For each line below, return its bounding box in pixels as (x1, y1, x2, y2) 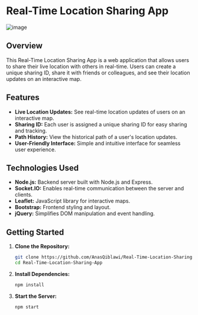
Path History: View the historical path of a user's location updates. (14, 133, 177, 140)
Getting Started (6, 227, 64, 237)
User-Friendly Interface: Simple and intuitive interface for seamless (14, 139, 181, 147)
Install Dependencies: (14, 270, 70, 277)
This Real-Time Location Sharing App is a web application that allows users (6, 56, 189, 63)
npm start (14, 304, 40, 310)
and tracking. (14, 127, 47, 134)
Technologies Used (6, 163, 79, 173)
